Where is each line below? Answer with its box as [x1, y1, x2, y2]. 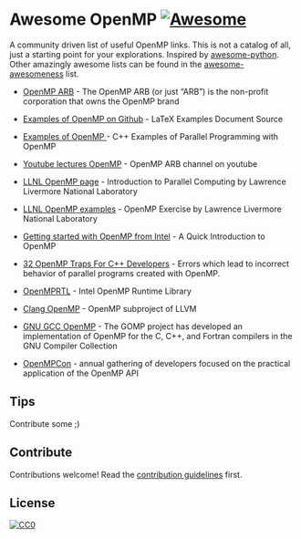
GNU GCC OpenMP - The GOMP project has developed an [22, 320, 244, 332]
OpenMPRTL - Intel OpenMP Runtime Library [22, 285, 192, 296]
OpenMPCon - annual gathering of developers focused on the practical [22, 358, 291, 368]
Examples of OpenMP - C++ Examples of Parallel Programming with [22, 130, 279, 141]
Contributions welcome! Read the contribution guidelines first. [9, 469, 243, 480]
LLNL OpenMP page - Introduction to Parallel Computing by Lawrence [22, 176, 286, 187]
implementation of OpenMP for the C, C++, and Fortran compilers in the [22, 330, 293, 341]
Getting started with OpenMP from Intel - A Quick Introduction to [22, 231, 266, 242]
